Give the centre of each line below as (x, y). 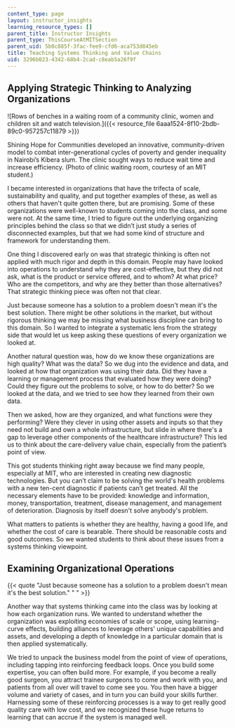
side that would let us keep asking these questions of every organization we (117, 335)
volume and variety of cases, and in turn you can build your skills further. (113, 695)
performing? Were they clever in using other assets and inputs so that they (115, 422)
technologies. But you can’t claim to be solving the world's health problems (116, 480)
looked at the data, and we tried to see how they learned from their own (111, 393)
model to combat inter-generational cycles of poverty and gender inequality (117, 152)
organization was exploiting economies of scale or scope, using (99, 621)
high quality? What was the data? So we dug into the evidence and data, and (118, 364)
